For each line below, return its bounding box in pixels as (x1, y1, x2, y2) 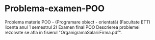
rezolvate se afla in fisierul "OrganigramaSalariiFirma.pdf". (4, 29, 122, 35)
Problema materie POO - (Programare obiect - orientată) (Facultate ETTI (4, 19, 151, 25)
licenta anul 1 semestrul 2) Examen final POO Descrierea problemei (4, 24, 140, 30)
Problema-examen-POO (4, 3, 105, 14)
